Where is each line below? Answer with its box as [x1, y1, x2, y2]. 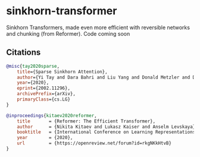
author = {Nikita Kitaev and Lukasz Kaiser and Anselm [17, 124, 169, 130]
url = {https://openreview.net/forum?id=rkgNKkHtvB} [17, 140, 171, 146]
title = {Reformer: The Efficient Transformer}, [17, 118, 156, 124]
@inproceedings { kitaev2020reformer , [6, 112, 97, 118]
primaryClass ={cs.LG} [17, 96, 70, 102]
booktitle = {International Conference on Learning [17, 129, 153, 135]
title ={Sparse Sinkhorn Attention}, [17, 68, 108, 75]
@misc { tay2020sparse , [6, 63, 60, 69]
